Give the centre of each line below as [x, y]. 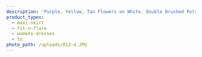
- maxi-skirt [28, 23]
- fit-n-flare [29, 28]
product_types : [25, 17]
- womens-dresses [33, 34]
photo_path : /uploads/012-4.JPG [47, 45]
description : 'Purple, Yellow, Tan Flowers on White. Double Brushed [95, 12]
